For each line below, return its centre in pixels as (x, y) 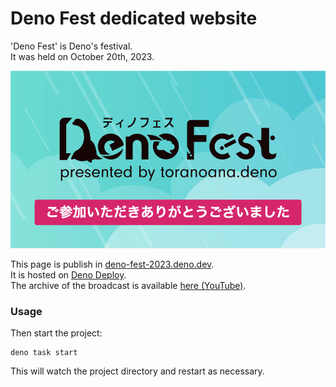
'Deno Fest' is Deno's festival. (71, 46)
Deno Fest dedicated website (134, 18)
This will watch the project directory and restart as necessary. (137, 371)
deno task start (44, 353)
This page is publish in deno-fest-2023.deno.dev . (112, 264)
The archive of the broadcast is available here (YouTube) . (128, 285)
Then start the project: (56, 333)
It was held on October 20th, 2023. (82, 56)
